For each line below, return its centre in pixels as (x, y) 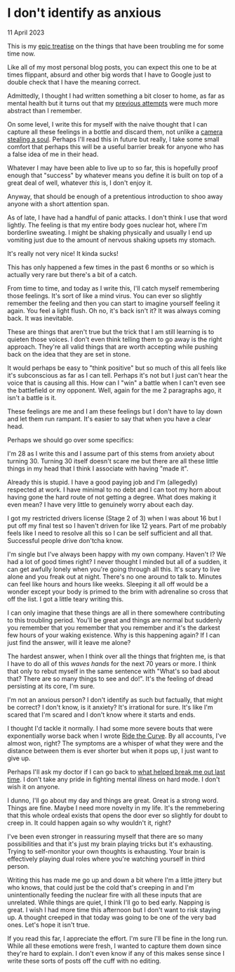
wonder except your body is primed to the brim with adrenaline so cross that (118, 591)
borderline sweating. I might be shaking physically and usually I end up (110, 232)
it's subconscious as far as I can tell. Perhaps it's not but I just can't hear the (117, 375)
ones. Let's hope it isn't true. (48, 925)
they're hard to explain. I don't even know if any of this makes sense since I (116, 953)
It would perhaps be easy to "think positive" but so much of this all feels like (117, 368)
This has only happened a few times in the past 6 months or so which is (111, 267)
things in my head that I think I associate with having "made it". (98, 468)
